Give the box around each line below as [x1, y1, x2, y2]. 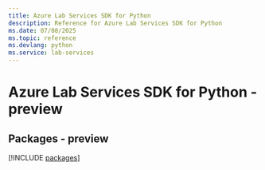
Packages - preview [8, 132, 109, 145]
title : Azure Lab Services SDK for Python [8, 11, 151, 20]
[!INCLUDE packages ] [8, 153, 80, 162]
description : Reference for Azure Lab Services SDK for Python [8, 19, 223, 27]
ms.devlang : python [8, 42, 73, 49]
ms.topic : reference [8, 34, 77, 42]
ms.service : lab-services [8, 49, 94, 57]
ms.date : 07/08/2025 [8, 26, 77, 34]
